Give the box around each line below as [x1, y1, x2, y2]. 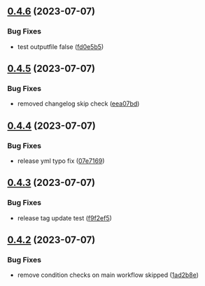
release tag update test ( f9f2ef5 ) [17, 213, 112, 222]
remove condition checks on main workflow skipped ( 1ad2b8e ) [17, 271, 199, 279]
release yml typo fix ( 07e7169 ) [17, 157, 105, 165]
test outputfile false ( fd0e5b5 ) [17, 42, 104, 51]
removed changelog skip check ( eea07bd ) [17, 99, 140, 108]
